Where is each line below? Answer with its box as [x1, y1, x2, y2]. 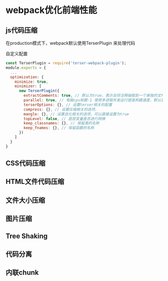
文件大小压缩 [5, 196, 45, 204]
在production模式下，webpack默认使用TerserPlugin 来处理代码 [5, 40, 135, 46]
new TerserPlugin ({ [18, 88, 59, 94]
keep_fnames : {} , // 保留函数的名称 [23, 126, 94, 131]
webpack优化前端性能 [5, 4, 97, 16]
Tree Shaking [5, 232, 48, 240]
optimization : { [10, 74, 44, 80]
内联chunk [5, 269, 39, 277]
